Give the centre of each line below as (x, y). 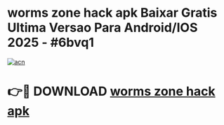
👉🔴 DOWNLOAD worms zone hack (111, 91)
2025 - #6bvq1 (51, 43)
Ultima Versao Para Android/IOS (103, 28)
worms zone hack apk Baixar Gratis (112, 13)
